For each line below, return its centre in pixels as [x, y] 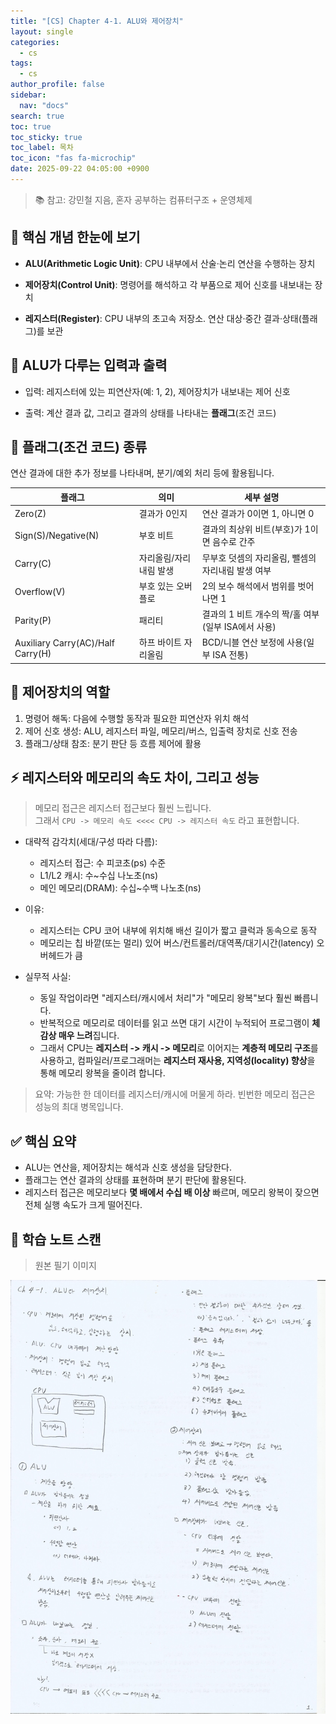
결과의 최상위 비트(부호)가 [252, 529]
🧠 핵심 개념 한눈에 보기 [75, 237]
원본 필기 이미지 [65, 1266]
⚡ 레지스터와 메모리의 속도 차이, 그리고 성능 [135, 778]
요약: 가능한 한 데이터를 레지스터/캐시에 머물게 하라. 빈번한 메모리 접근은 [175, 1094]
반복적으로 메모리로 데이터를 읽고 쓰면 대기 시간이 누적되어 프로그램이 [174, 1023]
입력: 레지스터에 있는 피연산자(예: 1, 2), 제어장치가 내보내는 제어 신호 [157, 391]
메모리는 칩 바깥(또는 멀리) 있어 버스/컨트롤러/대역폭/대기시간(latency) [177, 943]
